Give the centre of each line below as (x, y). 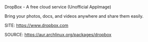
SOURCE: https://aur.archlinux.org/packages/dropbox (58, 35)
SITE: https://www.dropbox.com (37, 25)
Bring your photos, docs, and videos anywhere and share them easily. (74, 16)
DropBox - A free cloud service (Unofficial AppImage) (58, 7)
